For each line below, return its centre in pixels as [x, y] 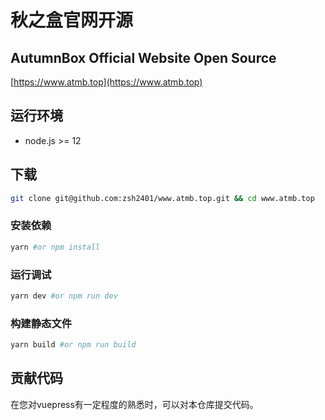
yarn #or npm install [55, 247]
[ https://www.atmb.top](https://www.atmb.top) [106, 82]
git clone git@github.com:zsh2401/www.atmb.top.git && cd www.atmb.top [162, 198]
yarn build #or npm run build [73, 345]
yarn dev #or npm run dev [64, 296]
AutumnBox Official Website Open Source [143, 57]
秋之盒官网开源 [72, 20]
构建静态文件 [41, 323]
